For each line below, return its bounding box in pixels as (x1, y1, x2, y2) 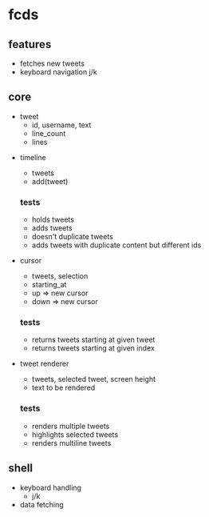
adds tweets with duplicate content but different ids (31, 240, 202, 250)
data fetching (19, 499, 64, 509)
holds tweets (31, 214, 74, 225)
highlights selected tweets (31, 430, 118, 439)
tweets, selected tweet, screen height (31, 375, 156, 384)
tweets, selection (31, 271, 89, 281)
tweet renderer (19, 359, 69, 369)
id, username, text (31, 120, 92, 130)
